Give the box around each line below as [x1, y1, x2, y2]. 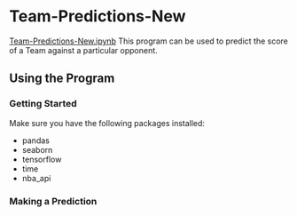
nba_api [21, 172, 51, 183]
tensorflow [21, 154, 62, 164]
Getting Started [9, 98, 77, 110]
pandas [21, 135, 51, 146]
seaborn [21, 144, 53, 155]
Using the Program [9, 71, 115, 86]
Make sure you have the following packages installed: [9, 117, 206, 128]
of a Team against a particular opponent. [9, 44, 158, 55]
